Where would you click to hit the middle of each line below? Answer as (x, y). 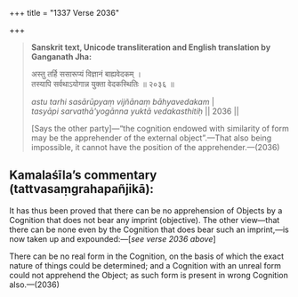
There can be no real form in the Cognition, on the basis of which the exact (147, 256)
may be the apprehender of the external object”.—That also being (151, 138)
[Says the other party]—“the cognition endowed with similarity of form (160, 128)
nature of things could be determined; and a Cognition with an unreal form (145, 265)
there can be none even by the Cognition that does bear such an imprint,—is (149, 229)
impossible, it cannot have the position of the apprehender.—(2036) (155, 147)
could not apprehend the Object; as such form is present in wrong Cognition (149, 275)
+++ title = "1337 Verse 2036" (64, 13)
